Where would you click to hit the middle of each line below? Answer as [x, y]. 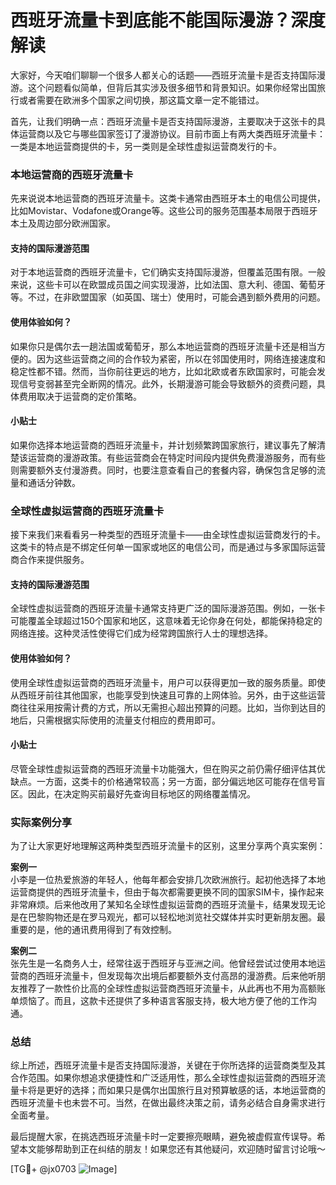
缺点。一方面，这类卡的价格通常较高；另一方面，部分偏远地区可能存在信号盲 [168, 781]
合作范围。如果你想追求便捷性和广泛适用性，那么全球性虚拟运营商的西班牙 [163, 1078]
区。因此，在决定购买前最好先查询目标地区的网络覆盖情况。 [133, 793]
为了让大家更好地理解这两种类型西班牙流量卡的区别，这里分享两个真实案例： [168, 846]
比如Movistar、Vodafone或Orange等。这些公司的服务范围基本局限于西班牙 [164, 211]
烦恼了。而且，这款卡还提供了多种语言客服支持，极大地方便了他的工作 [163, 1001]
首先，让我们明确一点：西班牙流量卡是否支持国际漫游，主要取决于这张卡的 [163, 121]
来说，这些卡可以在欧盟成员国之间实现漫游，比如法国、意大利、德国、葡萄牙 [168, 285]
